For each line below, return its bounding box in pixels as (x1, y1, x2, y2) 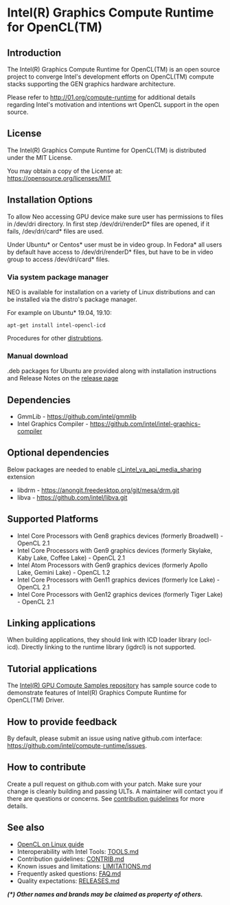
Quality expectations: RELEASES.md (16, 877, 120, 885)
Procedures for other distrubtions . (7, 334, 104, 342)
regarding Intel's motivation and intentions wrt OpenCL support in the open (7, 101, 220, 108)
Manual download (7, 351, 69, 360)
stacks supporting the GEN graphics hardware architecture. (7, 80, 176, 88)
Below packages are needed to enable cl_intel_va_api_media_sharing (7, 465, 202, 474)
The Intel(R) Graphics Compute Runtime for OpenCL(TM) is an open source (7, 65, 220, 73)
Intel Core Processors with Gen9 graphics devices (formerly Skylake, (16, 546, 213, 554)
